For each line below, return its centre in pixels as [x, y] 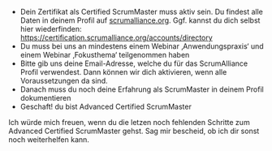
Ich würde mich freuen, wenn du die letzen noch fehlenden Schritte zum [129, 122]
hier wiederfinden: [51, 29]
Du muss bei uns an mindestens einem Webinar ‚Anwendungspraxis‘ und [142, 46]
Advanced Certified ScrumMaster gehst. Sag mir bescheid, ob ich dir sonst [134, 131]
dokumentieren [45, 98]
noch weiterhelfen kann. [49, 140]
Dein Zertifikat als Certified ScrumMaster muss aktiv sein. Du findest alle [142, 12]
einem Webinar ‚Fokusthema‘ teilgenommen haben [105, 55]
